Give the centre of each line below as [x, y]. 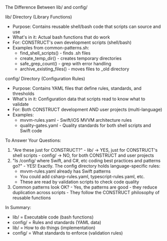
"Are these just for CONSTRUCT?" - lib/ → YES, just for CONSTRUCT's [85, 150]
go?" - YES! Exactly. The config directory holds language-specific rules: [86, 166]
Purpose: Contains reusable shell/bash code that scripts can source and [86, 26]
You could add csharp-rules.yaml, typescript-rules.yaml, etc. [82, 176]
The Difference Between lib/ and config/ [46, 7]
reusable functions [32, 198]
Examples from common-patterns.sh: [51, 48]
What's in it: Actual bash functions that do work [61, 37]
